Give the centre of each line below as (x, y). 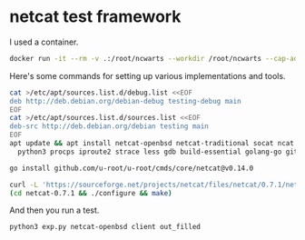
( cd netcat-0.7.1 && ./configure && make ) (91, 193)
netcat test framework (95, 17)
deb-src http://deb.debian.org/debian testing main (109, 126)
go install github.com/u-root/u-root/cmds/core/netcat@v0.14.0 (132, 168)
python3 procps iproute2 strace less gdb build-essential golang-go (150, 152)
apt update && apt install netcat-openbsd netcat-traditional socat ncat (152, 144)
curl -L (24, 185)
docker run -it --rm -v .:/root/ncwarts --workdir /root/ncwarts (135, 58)
